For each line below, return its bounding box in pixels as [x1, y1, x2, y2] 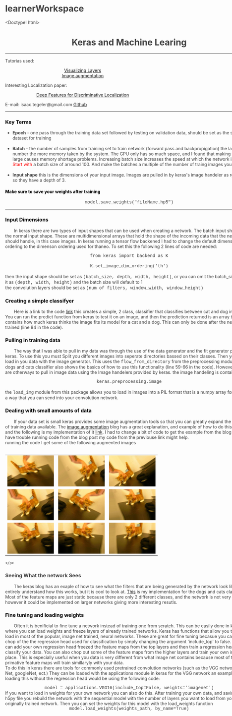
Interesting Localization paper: [5, 82, 67, 88]
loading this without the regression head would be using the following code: [5, 675, 160, 681]
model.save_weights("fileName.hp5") [85, 199, 174, 205]
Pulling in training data [5, 337, 60, 344]
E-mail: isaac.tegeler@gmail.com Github [5, 101, 87, 107]
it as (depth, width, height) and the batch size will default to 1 [5, 279, 143, 285]
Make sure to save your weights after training [5, 188, 101, 194]
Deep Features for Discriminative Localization [36, 92, 129, 98]
